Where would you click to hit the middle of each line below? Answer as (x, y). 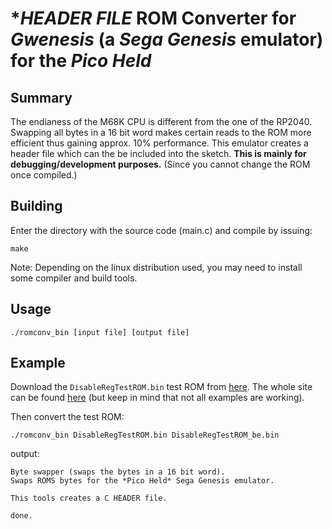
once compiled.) (44, 175)
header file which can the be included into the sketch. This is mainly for (158, 153)
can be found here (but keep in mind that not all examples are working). (157, 398)
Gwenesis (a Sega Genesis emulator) (167, 39)
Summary (41, 97)
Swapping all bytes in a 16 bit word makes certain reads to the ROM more (161, 132)
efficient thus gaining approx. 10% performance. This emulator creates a (159, 143)
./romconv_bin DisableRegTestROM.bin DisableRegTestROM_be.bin (145, 435)
